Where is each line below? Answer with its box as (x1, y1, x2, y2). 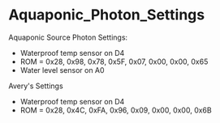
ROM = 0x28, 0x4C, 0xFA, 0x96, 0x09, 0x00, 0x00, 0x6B (19, 105, 213, 115)
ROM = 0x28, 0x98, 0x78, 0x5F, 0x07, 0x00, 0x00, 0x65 (19, 57, 209, 66)
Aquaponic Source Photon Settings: (8, 32, 128, 42)
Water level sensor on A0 (19, 65, 105, 74)
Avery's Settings (8, 81, 63, 91)
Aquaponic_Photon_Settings (8, 6, 205, 24)
